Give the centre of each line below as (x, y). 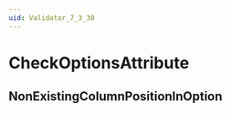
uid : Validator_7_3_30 (52, 18)
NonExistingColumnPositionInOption (115, 97)
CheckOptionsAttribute (99, 62)
